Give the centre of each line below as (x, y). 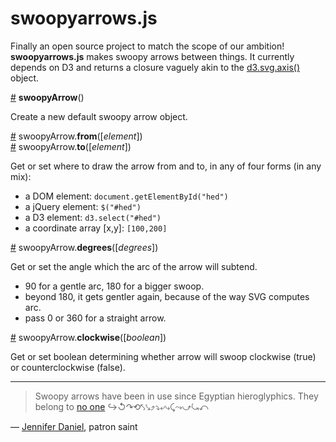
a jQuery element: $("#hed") (83, 206)
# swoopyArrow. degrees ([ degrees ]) (84, 247)
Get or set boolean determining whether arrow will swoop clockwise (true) (163, 356)
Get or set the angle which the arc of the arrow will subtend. (134, 266)
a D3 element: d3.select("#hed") (93, 217)
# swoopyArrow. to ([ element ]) (71, 146)
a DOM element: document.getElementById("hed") (126, 196)
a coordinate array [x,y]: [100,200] (96, 228)
